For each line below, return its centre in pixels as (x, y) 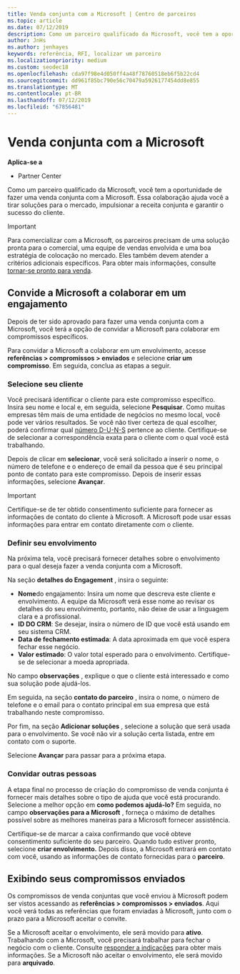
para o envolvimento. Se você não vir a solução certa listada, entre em (111, 734)
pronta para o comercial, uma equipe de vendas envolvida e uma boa (109, 248)
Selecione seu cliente (45, 384)
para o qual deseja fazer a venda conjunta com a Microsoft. (95, 566)
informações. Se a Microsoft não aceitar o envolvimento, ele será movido (115, 955)
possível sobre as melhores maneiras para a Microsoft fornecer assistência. (119, 820)
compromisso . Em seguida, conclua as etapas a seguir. (89, 366)
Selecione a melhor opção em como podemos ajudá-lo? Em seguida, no (114, 805)
